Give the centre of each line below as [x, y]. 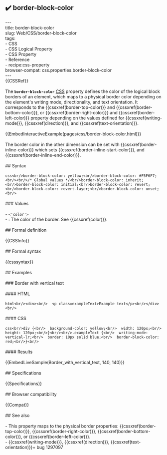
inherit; [134, 180]
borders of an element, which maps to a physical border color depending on [83, 96]
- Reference [17, 59]
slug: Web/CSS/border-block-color [41, 33]
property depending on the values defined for [78, 118]
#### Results [19, 352]
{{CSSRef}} [17, 80]
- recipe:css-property [27, 65]
